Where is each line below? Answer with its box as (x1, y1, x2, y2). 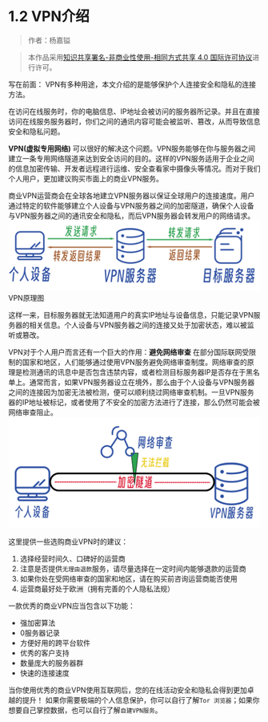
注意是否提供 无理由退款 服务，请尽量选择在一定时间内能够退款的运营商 (19, 563, 246, 574)
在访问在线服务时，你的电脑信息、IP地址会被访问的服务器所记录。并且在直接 (8, 106, 260, 116)
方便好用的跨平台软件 (19, 638, 90, 647)
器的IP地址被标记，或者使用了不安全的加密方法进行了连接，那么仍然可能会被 (8, 397, 260, 407)
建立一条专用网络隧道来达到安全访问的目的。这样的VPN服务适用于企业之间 (8, 153, 254, 163)
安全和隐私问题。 (8, 126, 65, 136)
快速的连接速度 (19, 667, 70, 678)
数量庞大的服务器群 (19, 658, 84, 667)
